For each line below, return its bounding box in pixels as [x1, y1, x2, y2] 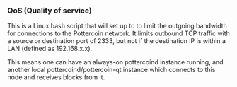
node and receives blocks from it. [7, 73, 105, 81]
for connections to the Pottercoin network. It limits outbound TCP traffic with [7, 29, 230, 37]
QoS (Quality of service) [7, 6, 92, 16]
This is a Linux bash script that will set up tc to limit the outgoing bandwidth [7, 22, 228, 30]
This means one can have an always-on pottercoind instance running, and [7, 58, 224, 66]
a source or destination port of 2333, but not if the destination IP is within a [7, 37, 226, 45]
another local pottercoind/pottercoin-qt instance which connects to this [7, 66, 216, 74]
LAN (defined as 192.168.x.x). [7, 45, 93, 53]
